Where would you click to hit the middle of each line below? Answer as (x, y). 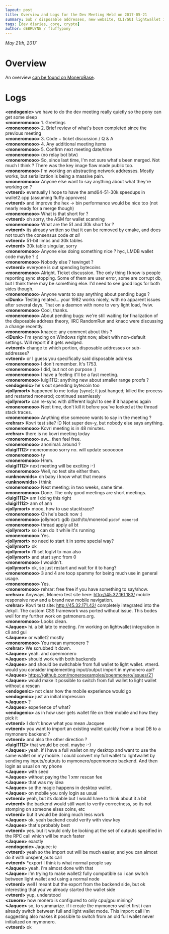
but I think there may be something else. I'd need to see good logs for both (82, 283)
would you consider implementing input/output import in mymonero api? (80, 670)
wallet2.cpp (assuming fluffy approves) (46, 198)
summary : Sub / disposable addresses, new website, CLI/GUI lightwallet (83, 19)
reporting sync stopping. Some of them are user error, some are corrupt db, (84, 278)
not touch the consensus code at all (43, 235)
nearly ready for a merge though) (40, 208)
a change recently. (24, 326)
